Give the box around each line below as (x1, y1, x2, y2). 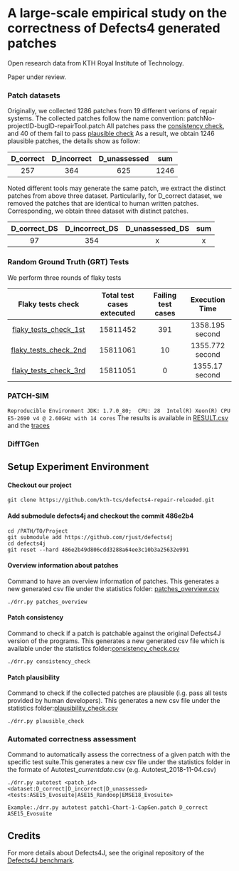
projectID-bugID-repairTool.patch (7, 122, 105, 130)
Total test (101, 290, 134, 300)
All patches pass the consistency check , (106, 122, 225, 130)
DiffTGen (7, 439, 40, 449)
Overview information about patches (7, 561, 119, 570)
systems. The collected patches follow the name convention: (7, 114, 186, 122)
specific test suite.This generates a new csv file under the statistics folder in (7, 758, 230, 766)
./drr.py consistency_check (7, 657, 91, 665)
